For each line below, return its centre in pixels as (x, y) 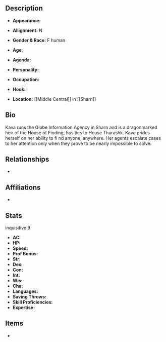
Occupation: (26, 79)
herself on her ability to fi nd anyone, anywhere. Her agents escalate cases (83, 138)
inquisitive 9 (18, 228)
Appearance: (27, 20)
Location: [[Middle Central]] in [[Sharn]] (54, 99)
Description (24, 8)
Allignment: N (27, 30)
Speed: (20, 248)
